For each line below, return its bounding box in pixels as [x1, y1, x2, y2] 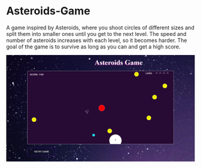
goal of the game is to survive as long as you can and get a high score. [6, 43, 181, 50]
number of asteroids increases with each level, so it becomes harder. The [6, 36, 187, 44]
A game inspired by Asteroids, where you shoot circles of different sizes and [6, 24, 194, 31]
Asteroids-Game [6, 4, 91, 18]
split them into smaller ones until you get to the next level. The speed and [6, 30, 187, 37]
